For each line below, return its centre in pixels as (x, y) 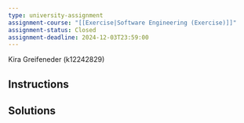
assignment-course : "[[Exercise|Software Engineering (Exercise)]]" (122, 23)
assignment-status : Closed (52, 30)
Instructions (38, 84)
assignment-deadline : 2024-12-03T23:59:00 (78, 37)
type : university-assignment (56, 15)
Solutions (32, 111)
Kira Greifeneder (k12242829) (56, 60)
